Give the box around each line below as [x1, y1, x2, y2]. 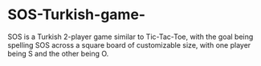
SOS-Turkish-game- [7, 6, 146, 24]
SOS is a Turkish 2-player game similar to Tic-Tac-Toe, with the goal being [7, 32, 254, 41]
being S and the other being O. [7, 49, 109, 58]
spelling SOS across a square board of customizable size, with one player [7, 40, 251, 49]
